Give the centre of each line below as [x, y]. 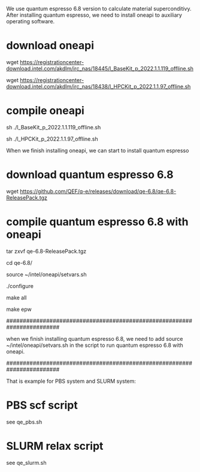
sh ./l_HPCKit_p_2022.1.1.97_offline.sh [52, 139]
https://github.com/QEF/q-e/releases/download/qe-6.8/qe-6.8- [98, 191]
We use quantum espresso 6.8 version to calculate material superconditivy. [99, 9]
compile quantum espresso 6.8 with [97, 222]
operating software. [31, 21]
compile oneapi [46, 111]
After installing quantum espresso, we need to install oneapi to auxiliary [94, 15]
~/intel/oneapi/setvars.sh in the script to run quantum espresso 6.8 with [95, 345]
